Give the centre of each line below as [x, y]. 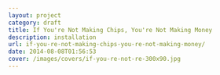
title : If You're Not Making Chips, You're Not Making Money [110, 30]
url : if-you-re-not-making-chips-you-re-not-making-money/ [107, 45]
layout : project [35, 15]
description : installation [52, 37]
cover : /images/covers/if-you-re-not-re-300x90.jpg [94, 59]
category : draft [35, 23]
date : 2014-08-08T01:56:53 [52, 52]
